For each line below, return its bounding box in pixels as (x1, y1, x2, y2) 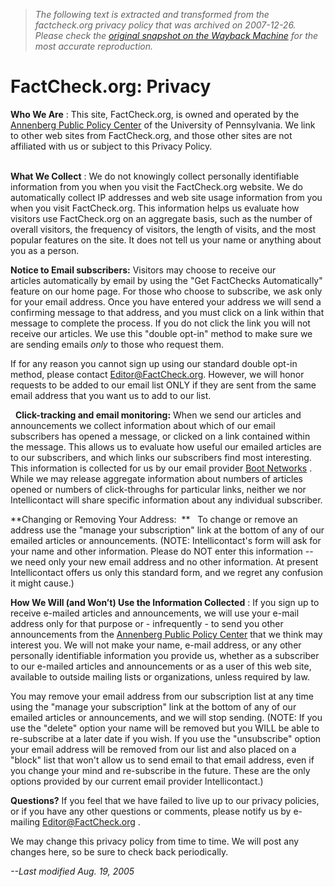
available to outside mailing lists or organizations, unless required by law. (10, 670, 310, 683)
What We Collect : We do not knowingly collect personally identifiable (10, 170, 300, 182)
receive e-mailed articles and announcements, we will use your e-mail (10, 607, 300, 619)
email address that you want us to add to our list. (10, 389, 212, 401)
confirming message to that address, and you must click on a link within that (10, 306, 325, 318)
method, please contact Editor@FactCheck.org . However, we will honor (10, 368, 305, 380)
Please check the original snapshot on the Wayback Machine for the (34, 30, 319, 41)
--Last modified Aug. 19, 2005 (10, 865, 135, 877)
